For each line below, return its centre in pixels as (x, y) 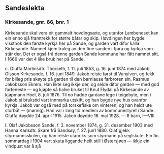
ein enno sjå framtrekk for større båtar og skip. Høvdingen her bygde (75, 38)
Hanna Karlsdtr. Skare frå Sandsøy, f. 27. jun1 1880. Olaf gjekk (67, 130)
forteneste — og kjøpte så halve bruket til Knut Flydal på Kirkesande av (77, 89)
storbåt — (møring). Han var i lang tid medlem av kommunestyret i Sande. (80, 110)
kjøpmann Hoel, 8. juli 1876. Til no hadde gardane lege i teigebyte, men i (78, 94)
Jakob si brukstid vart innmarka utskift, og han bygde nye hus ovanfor (76, 100)
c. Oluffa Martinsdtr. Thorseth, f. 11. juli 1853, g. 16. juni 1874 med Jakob (77, 68)
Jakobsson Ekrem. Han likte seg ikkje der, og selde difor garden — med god (82, 84)
